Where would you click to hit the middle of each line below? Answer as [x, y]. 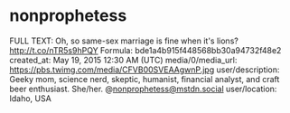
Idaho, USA [30, 98]
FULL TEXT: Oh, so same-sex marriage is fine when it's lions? [124, 41]
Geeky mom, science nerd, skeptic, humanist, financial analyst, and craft [145, 79]
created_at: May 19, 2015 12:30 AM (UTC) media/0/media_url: [123, 60]
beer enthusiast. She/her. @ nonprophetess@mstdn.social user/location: [143, 89]
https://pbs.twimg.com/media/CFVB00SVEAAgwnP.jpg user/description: [145, 70]
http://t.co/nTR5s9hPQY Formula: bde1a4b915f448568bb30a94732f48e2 [145, 50]
